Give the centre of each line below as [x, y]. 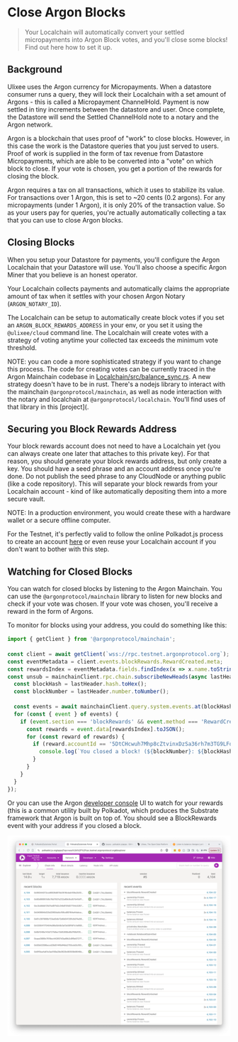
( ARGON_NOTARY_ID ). [34, 304]
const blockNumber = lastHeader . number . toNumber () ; [92, 692]
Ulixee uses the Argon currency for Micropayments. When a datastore [109, 87]
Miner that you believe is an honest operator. [73, 275]
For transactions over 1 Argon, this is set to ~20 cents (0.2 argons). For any [117, 197]
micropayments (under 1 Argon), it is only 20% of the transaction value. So [116, 205]
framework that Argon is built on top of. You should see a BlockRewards [112, 818]
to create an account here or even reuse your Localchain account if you [112, 542]
